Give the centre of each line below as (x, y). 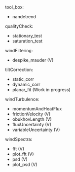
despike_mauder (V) (33, 60)
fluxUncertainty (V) (32, 124)
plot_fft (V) (23, 154)
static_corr (23, 79)
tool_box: (14, 7)
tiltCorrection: (19, 69)
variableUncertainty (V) (36, 130)
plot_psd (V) (25, 164)
